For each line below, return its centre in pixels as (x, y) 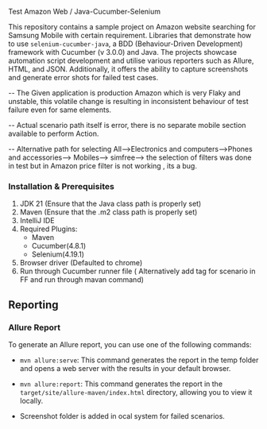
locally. (31, 400)
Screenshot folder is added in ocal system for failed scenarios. (122, 415)
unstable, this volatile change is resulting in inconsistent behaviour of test (128, 101)
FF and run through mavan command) (82, 280)
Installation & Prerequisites (62, 186)
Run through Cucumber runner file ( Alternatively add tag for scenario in (137, 271)
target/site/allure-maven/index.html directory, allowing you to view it (136, 392)
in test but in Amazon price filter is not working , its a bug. (103, 166)
